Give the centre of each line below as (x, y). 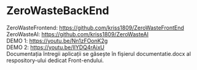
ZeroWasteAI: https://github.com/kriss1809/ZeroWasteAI (78, 34)
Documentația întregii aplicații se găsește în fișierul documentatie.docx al (99, 53)
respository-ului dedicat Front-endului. (55, 60)
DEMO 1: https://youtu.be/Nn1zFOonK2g (57, 41)
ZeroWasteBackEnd (58, 11)
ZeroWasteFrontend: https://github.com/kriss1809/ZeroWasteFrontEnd (95, 28)
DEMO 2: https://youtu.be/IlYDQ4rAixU (56, 47)
